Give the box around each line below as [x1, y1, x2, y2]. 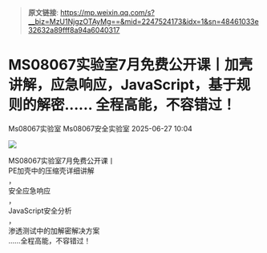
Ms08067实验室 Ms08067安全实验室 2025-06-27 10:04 [8, 123, 192, 133]
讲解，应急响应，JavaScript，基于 [8, 76, 237, 94]
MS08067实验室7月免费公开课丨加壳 [8, 56, 253, 74]
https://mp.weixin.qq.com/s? [59, 8, 155, 17]
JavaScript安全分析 [8, 206, 72, 215]
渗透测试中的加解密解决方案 [8, 226, 100, 235]
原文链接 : [27, 8, 59, 17]
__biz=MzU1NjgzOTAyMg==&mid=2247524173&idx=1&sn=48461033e [27, 17, 259, 26]
